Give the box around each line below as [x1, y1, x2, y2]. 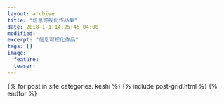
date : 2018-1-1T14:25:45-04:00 [7, 23, 99, 30]
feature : [13, 56, 39, 63]
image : [7, 50, 27, 57]
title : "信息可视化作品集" [7, 17, 78, 24]
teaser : [13, 63, 37, 70]
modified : [7, 30, 37, 37]
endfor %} [7, 89, 37, 98]
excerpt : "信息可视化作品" [7, 37, 79, 44]
